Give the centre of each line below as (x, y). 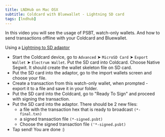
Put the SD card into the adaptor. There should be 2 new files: (75, 104)
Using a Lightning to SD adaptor (37, 48)
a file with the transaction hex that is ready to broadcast (76, 109)
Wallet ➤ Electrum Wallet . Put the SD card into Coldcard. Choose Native (86, 63)
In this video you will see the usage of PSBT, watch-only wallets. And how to (82, 33)
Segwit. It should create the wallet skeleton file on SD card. (72, 68)
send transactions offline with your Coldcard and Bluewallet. (66, 38)
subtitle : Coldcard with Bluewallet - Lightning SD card (65, 14)
